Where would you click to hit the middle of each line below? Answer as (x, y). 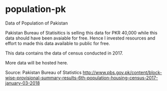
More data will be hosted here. (37, 62)
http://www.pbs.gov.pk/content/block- (122, 72)
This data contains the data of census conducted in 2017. (64, 53)
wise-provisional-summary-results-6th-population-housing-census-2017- (82, 77)
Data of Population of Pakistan (37, 23)
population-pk (36, 9)
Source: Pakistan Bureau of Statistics (43, 72)
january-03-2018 (23, 83)
